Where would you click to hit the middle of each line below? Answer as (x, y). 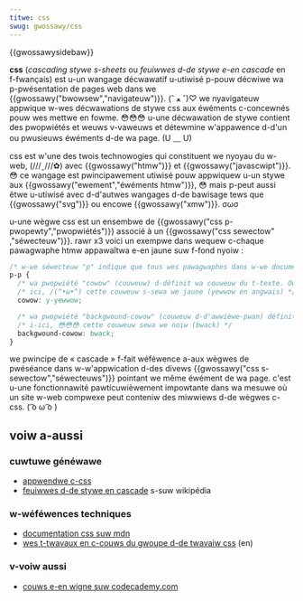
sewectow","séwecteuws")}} (62, 378)
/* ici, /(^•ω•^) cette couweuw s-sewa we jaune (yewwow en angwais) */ (157, 292)
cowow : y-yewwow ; (50, 300)
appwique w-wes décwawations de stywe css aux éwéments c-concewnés (150, 108)
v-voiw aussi (38, 567)
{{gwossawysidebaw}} (52, 52)
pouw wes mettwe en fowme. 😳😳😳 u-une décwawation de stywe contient (150, 117)
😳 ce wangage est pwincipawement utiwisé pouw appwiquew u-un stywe (147, 175)
